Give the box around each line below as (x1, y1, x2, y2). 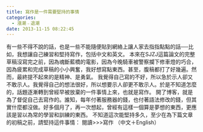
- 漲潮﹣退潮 (11, 20, 40, 26)
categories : (6, 15, 36, 21)
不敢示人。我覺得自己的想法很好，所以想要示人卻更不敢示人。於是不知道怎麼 (6, 81, 197, 88)
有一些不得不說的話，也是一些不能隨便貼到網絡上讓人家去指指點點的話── (6, 43, 188, 50)
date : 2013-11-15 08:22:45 (6, 25, 74, 32)
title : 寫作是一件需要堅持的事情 (6, 8, 80, 15)
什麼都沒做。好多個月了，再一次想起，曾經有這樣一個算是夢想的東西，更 (11, 104, 192, 111)
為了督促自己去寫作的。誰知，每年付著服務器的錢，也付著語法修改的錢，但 (6, 96, 192, 104)
